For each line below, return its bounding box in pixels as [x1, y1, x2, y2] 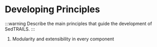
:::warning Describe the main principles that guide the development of [5, 20, 152, 27]
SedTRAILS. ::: [5, 26, 35, 32]
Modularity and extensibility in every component [12, 36, 115, 42]
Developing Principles [5, 4, 100, 15]
